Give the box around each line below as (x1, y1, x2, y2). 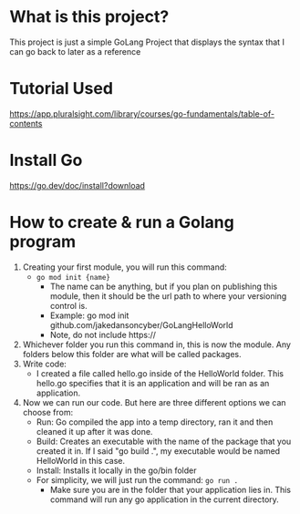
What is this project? (9, 6, 170, 27)
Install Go (9, 150, 83, 170)
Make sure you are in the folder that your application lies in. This (49, 484, 292, 495)
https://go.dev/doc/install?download (9, 180, 146, 190)
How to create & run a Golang (9, 212, 234, 232)
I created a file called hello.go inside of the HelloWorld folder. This (36, 367, 284, 379)
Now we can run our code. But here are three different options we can (22, 396, 286, 407)
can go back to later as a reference (9, 46, 141, 57)
